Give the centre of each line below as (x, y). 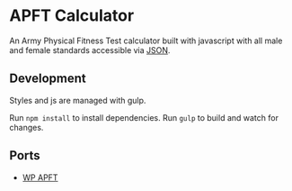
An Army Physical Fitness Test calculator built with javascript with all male (146, 41)
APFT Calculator (72, 16)
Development (48, 79)
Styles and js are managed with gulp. (78, 100)
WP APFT (40, 177)
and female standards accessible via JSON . (90, 50)
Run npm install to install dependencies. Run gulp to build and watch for (144, 117)
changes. (27, 127)
